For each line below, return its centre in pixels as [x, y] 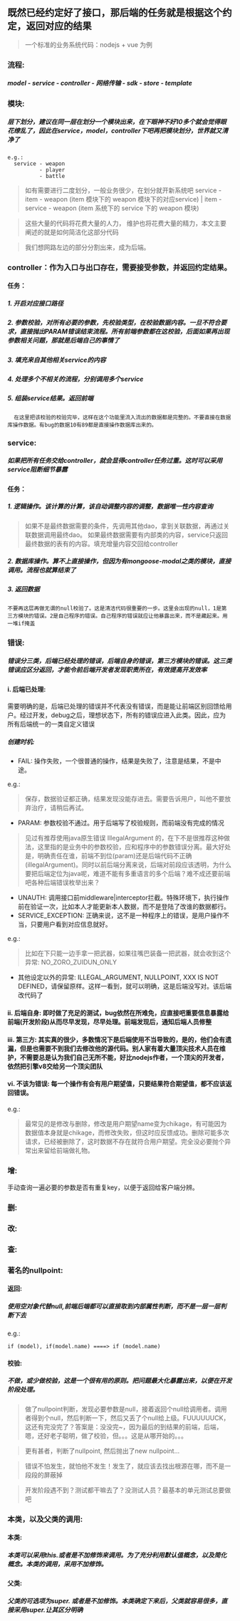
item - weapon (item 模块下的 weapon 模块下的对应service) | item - [123, 199]
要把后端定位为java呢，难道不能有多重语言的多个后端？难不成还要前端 [127, 874]
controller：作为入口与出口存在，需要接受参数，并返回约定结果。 [119, 267]
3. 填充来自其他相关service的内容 [57, 360]
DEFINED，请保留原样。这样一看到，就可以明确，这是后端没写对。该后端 [125, 986]
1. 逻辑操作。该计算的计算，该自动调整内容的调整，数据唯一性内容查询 [110, 506]
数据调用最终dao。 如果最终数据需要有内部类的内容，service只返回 [130, 535]
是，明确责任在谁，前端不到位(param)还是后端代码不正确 [108, 856]
